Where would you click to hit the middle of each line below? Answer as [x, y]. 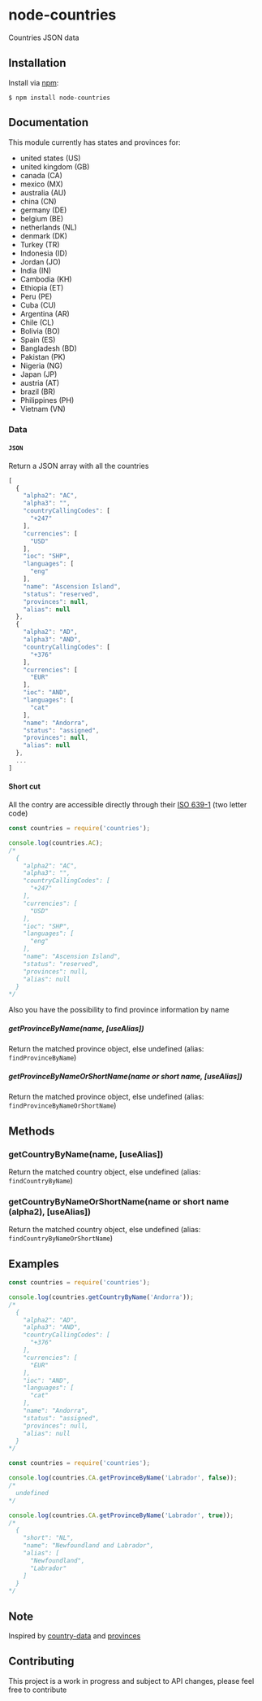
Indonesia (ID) [43, 253]
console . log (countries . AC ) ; [56, 843]
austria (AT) [40, 383]
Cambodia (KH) [46, 279]
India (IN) [36, 270]
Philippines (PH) [47, 400]
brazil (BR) [38, 391]
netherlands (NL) [48, 227]
